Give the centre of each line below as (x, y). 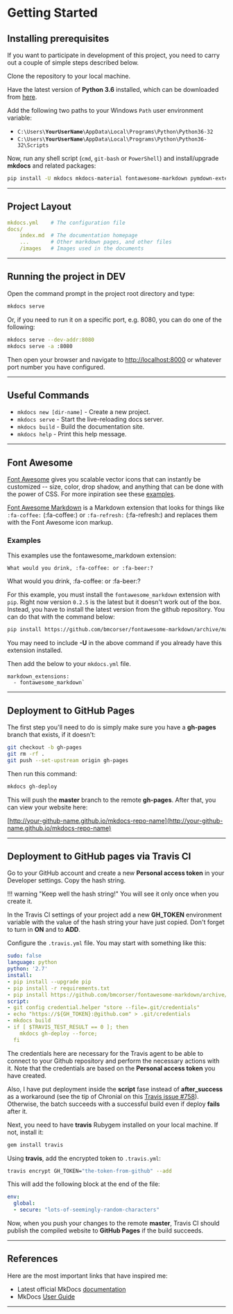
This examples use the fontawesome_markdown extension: (92, 555)
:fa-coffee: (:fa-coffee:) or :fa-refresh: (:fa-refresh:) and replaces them (112, 515)
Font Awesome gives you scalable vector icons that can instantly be (104, 480)
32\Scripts (33, 145)
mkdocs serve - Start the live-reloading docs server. (90, 420)
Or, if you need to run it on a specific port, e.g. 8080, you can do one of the (114, 319)
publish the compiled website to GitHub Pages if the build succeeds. (105, 1230)
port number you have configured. (56, 367)
